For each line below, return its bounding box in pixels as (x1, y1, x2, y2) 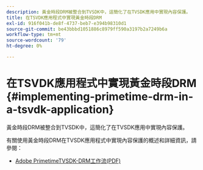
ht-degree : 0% (6, 43, 43, 49)
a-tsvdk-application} (6, 103, 115, 116)
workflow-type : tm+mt (6, 32, 62, 38)
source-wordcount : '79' (6, 37, 67, 43)
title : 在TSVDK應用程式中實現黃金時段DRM (6, 15, 102, 21)
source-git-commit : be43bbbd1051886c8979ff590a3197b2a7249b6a (6, 26, 168, 32)
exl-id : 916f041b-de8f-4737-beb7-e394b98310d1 (6, 20, 127, 26)
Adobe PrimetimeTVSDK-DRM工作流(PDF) (15, 157, 121, 165)
